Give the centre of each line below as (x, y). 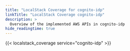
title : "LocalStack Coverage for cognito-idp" (55, 10)
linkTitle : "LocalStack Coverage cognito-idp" (55, 15)
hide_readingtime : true (30, 29)
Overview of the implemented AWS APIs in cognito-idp (67, 24)
